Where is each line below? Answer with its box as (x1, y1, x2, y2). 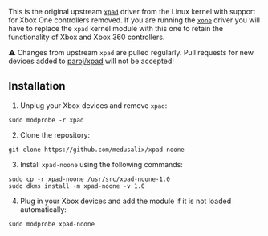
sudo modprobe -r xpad (8, 116, 84, 124)
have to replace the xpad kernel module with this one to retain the (8, 24, 223, 33)
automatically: (19, 204, 67, 214)
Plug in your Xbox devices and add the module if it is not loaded (19, 196, 231, 206)
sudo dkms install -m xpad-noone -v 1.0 (8, 182, 146, 190)
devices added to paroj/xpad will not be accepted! (8, 56, 175, 66)
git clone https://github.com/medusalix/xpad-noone (8, 146, 185, 154)
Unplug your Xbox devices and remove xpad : (19, 100, 168, 110)
